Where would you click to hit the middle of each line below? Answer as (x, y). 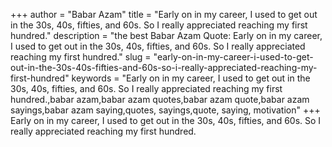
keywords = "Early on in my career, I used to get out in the (191, 78)
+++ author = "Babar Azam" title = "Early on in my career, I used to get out (164, 14)
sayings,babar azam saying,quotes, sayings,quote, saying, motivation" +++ (165, 110)
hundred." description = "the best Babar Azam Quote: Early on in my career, (166, 35)
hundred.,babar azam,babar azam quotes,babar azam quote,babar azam (160, 99)
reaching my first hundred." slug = (81, 57)
